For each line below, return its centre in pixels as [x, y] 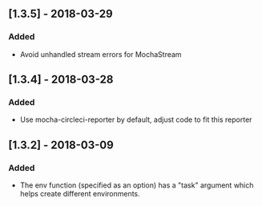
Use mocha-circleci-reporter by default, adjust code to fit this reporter [136, 119]
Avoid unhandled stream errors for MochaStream [101, 54]
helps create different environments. [80, 194]
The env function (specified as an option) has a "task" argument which [137, 185]
